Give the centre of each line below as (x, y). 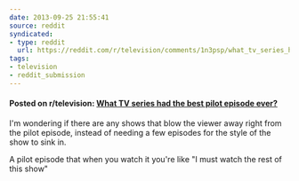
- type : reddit (37, 42)
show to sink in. (38, 142)
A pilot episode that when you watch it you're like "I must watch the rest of (146, 159)
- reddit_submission (48, 75)
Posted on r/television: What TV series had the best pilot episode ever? (144, 104)
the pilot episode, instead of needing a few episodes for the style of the (140, 132)
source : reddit (37, 26)
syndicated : (31, 34)
